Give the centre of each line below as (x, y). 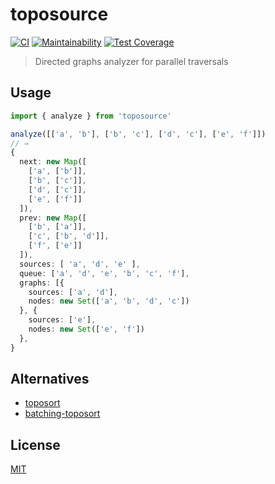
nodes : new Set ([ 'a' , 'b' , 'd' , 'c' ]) (109, 301)
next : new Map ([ (53, 162)
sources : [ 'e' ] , (62, 320)
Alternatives (50, 379)
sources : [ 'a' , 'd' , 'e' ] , (80, 264)
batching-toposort (62, 414)
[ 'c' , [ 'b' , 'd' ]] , (69, 236)
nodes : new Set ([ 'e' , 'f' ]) (86, 329)
